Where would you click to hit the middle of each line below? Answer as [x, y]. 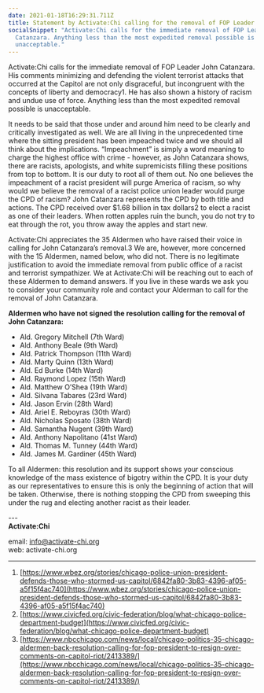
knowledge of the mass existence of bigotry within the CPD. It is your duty [128, 477]
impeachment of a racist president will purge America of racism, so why [125, 182]
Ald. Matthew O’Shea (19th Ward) [73, 387]
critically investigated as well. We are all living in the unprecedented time [126, 133]
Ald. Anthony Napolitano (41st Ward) [78, 437]
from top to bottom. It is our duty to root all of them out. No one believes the [131, 175]
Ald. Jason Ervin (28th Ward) [66, 404]
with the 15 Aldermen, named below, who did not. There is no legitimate [124, 256]
